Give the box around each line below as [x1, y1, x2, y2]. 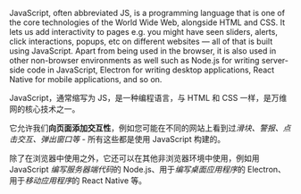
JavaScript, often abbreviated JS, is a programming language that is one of [9, 8, 286, 18]
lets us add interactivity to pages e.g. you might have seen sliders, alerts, [9, 27, 279, 37]
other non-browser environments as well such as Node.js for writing [9, 55, 260, 65]
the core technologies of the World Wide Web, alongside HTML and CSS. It [9, 17, 286, 28]
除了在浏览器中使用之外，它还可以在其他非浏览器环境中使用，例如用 [9, 153, 260, 164]
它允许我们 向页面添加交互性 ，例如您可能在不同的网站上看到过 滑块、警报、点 [9, 122, 291, 133]
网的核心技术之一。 [9, 104, 80, 114]
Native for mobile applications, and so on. [9, 74, 163, 84]
